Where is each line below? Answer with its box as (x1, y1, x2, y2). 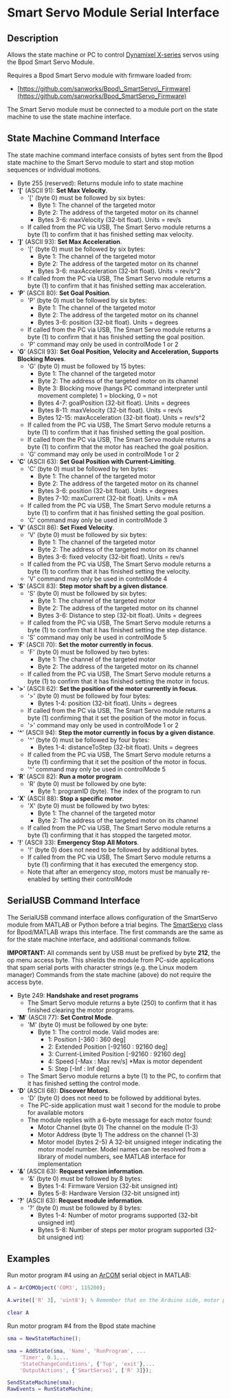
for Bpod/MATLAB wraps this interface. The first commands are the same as (7, 927, 223, 936)
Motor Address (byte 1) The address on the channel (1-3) (37, 1130, 199, 1138)
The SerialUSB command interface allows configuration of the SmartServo (7, 913, 218, 921)
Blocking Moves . (16, 354, 67, 363)
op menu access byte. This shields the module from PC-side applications (7, 956, 214, 964)
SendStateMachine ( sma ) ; (7, 1379, 76, 1387)
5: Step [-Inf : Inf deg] (47, 1064, 110, 1073)
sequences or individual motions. (7, 165, 101, 174)
